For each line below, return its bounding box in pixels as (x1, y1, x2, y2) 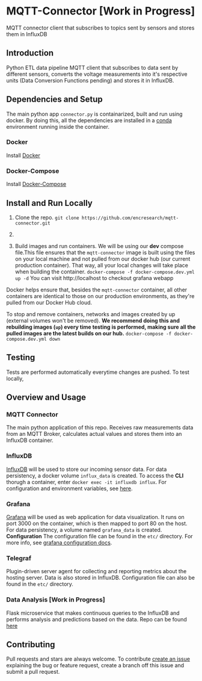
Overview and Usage (6, 393, 86, 403)
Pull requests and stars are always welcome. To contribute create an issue (6, 655, 191, 663)
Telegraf (6, 554, 32, 562)
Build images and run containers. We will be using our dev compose (14, 242, 184, 249)
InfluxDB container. (6, 437, 54, 444)
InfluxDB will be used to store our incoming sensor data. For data (6, 465, 167, 473)
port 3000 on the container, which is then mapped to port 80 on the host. (6, 520, 188, 527)
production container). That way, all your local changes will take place (14, 261, 188, 269)
